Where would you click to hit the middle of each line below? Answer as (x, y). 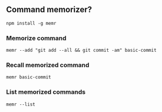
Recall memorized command (48, 65)
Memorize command (36, 38)
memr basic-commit (29, 77)
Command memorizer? (49, 10)
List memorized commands (46, 92)
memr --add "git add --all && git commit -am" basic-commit (82, 50)
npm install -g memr (32, 23)
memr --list (21, 104)
